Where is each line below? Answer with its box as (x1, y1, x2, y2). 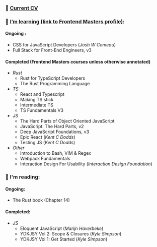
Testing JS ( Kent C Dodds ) (20, 140, 75, 146)
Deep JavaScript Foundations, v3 (20, 129, 90, 135)
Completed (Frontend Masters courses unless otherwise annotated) (5, 58, 151, 65)
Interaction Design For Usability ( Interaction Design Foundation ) (20, 161, 152, 167)
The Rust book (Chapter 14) (12, 197, 70, 203)
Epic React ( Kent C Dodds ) (20, 134, 75, 140)
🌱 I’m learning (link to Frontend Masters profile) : (5, 18, 125, 25)
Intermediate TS (20, 102, 54, 108)
